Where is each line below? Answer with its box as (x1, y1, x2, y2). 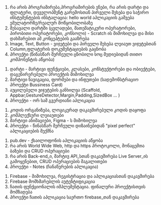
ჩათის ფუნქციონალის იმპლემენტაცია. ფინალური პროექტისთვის (9, 184, 146, 189)
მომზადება (9, 189, 33, 195)
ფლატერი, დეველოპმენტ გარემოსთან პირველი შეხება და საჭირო (9, 9, 149, 15)
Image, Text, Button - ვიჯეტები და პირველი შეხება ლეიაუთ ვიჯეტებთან (9, 41, 157, 46)
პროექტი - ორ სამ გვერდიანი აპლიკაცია (9, 98, 95, 103)
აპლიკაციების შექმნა (9, 128, 54, 134)
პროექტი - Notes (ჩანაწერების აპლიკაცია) (9, 164, 99, 170)
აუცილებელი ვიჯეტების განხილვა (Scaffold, (9, 87, 101, 93)
